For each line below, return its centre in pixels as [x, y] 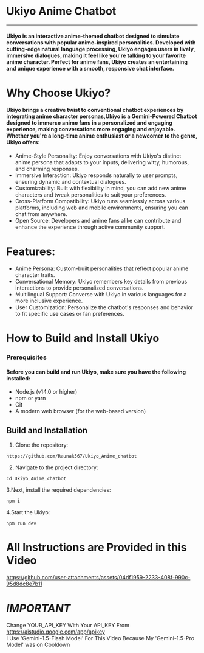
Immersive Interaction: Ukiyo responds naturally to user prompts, [96, 175]
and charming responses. [47, 169]
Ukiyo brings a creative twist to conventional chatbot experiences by [95, 110]
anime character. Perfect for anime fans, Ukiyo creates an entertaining [97, 61]
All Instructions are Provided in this [97, 547]
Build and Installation [47, 430]
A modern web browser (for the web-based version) [80, 411]
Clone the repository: [42, 445]
